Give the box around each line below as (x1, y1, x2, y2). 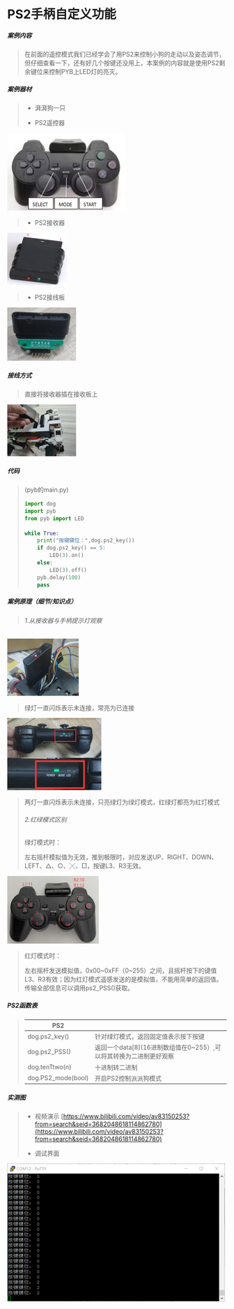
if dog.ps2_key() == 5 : (37, 545, 106, 552)
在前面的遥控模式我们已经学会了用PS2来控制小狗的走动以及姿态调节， (24, 50, 226, 59)
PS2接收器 (34, 219, 65, 227)
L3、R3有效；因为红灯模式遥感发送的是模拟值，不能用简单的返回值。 (24, 975, 223, 984)
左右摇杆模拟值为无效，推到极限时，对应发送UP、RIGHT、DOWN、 (24, 853, 218, 861)
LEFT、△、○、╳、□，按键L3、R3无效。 (24, 861, 145, 870)
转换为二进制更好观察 (113, 1052, 175, 1060)
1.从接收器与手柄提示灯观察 (24, 616, 102, 625)
